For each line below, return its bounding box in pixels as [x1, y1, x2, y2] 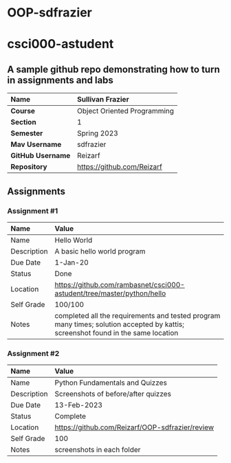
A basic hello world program [54, 246, 146, 256]
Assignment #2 [7, 348, 60, 358]
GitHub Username [10, 151, 71, 161]
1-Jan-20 [54, 258, 89, 267]
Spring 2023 [76, 128, 118, 138]
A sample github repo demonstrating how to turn [7, 63, 220, 75]
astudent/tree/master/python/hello [54, 289, 166, 298]
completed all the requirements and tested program [54, 310, 221, 320]
